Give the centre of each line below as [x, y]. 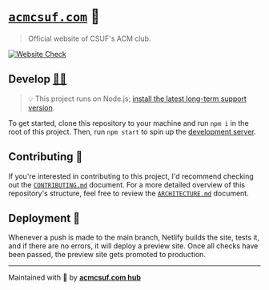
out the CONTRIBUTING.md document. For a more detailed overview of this [127, 184]
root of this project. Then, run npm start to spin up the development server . [132, 131]
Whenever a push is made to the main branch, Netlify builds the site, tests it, [134, 238]
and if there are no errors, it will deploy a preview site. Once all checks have [133, 246]
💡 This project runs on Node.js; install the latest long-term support [137, 99]
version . [41, 107]
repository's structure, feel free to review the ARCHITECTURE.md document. [129, 193]
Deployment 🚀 [44, 218]
